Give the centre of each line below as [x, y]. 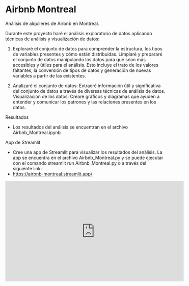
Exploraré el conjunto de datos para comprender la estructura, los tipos [88, 48]
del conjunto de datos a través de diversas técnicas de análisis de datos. [89, 91]
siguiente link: [27, 168]
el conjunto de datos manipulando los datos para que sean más [79, 59]
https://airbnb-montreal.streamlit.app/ [52, 174]
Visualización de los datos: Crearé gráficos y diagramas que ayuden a [86, 96]
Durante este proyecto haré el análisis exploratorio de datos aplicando [79, 33]
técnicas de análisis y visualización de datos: [52, 39]
